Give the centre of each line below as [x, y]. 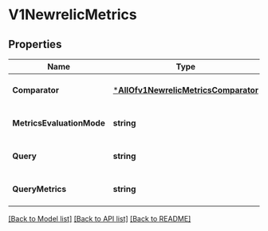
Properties [35, 44]
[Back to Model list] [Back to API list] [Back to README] [100, 219]
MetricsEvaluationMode [59, 123]
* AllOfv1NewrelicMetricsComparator [186, 90]
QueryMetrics [39, 189]
